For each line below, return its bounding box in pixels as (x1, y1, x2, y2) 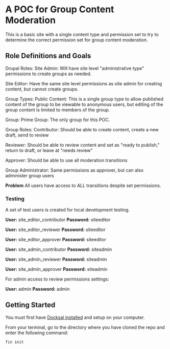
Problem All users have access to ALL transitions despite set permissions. (5, 182, 161, 189)
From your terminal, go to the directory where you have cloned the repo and (5, 324, 165, 330)
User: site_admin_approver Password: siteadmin (5, 266, 108, 272)
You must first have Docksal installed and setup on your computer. (5, 314, 145, 320)
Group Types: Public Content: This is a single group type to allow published (5, 96, 164, 102)
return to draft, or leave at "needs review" (5, 147, 93, 153)
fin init (5, 339, 24, 344)
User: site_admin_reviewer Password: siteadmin (5, 257, 107, 263)
